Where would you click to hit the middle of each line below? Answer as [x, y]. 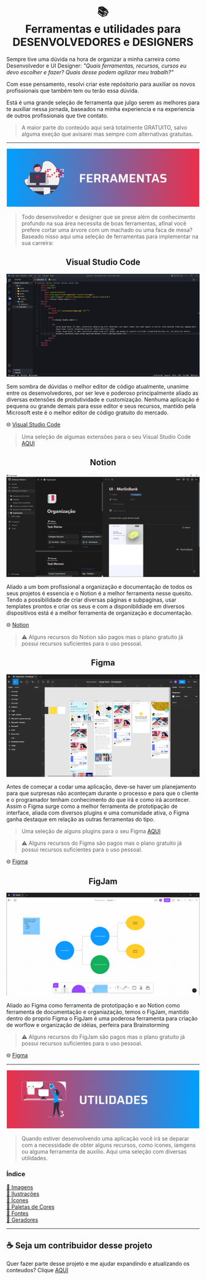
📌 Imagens [20, 1187]
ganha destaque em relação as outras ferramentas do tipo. [81, 820]
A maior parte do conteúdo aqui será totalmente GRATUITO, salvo [104, 127]
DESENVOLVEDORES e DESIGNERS [103, 42]
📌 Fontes [17, 1214]
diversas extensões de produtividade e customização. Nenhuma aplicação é [103, 400]
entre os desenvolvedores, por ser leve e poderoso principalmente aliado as [102, 393]
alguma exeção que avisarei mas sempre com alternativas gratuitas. [107, 134]
